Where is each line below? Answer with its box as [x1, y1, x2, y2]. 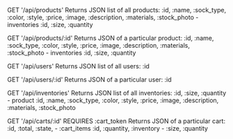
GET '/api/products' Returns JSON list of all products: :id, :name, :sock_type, [7, 6, 227, 14]
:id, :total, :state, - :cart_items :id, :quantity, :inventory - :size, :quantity [7, 124, 209, 132]
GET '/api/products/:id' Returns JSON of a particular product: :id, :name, [7, 34, 214, 42]
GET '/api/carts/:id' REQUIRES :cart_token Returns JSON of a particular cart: [7, 117, 226, 125]
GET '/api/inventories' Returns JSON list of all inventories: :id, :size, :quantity [7, 89, 227, 97]
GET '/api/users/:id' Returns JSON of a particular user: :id [7, 75, 172, 84]
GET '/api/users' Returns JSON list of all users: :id [7, 62, 150, 70]
